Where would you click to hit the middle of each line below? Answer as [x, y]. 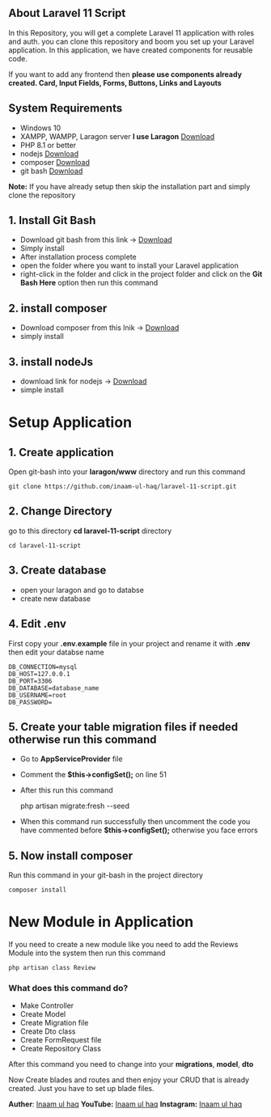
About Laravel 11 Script [67, 13]
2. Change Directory [60, 512]
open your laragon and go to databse [82, 590]
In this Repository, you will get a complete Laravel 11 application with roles [131, 32]
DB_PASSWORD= [30, 702]
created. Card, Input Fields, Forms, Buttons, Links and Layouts [115, 83]
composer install [38, 890]
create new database [55, 599]
